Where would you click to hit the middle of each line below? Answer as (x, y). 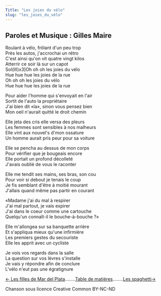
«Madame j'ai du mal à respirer (38, 200)
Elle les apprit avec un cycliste (37, 243)
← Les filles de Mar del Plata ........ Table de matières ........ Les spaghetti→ (80, 279)
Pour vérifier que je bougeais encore (44, 153)
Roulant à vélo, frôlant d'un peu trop (43, 48)
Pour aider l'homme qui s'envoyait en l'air (49, 96)
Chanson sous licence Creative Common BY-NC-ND (61, 289)
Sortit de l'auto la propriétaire (36, 101)
